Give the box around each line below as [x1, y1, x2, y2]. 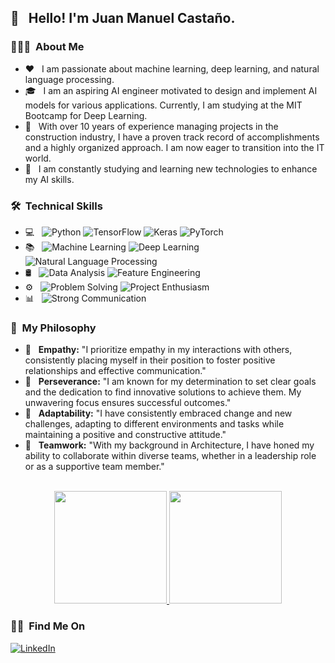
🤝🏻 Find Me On [10, 619, 86, 633]
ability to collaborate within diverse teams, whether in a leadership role [24, 450, 317, 462]
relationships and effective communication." [24, 365, 207, 377]
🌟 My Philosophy [10, 321, 97, 335]
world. [24, 152, 52, 164]
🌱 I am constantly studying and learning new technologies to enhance [24, 162, 318, 175]
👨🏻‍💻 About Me [10, 40, 85, 54]
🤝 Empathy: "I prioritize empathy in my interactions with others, [24, 344, 293, 356]
